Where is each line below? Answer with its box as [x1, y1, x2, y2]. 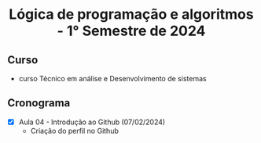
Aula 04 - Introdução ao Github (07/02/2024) [18, 117, 166, 127]
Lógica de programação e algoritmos [9, 5, 254, 23]
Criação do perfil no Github [30, 126, 119, 135]
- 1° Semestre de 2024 [57, 22, 206, 40]
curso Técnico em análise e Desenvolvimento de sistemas [18, 74, 207, 83]
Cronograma [7, 96, 71, 110]
